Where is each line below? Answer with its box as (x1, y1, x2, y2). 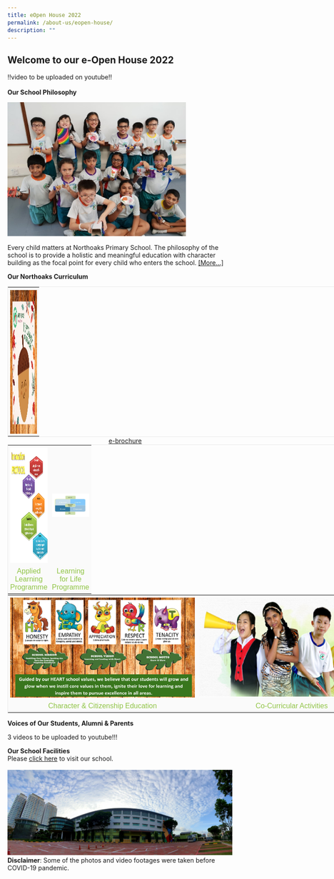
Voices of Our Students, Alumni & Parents (7, 719, 134, 728)
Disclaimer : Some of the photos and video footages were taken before (7, 856, 216, 865)
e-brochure (108, 436, 142, 446)
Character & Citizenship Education (48, 702, 157, 710)
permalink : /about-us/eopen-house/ (7, 19, 113, 26)
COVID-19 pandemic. (7, 864, 69, 873)
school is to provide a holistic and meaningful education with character (7, 251, 216, 260)
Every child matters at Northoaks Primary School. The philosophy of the (7, 243, 219, 252)
